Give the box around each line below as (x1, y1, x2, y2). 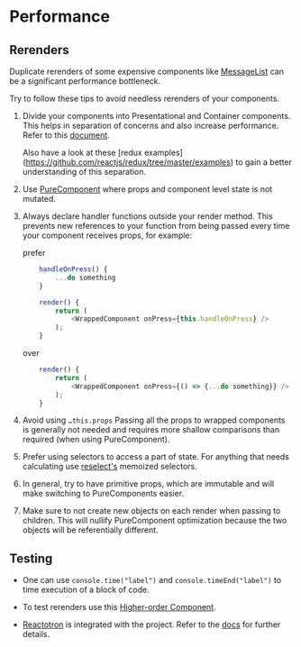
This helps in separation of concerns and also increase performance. (22, 120, 279, 131)
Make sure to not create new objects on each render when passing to (22, 506, 281, 516)
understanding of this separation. (22, 167, 147, 177)
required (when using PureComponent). (22, 434, 170, 445)
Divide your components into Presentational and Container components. (22, 111, 291, 121)
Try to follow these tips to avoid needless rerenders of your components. (9, 93, 280, 104)
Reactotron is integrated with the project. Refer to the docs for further (22, 619, 281, 630)
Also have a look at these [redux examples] (22, 147, 183, 158)
